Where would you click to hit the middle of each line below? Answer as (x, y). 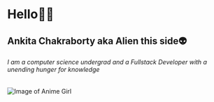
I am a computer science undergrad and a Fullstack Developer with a (107, 62)
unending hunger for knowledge (53, 70)
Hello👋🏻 (31, 14)
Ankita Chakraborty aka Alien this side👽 (97, 41)
